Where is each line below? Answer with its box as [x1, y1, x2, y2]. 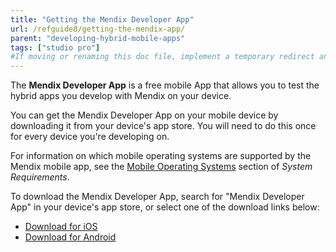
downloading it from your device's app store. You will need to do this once [10, 120, 317, 132]
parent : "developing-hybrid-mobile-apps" [10, 33, 186, 43]
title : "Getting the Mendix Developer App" [10, 14, 195, 25]
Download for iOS [24, 221, 98, 233]
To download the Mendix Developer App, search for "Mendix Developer [10, 191, 305, 203]
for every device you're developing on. [10, 131, 170, 143]
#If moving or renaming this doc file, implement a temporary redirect [10, 52, 315, 62]
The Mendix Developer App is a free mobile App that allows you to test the [10, 79, 320, 91]
